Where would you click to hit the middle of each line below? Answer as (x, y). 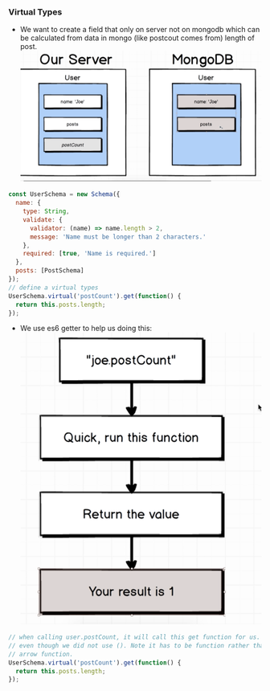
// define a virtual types (53, 288)
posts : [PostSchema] (50, 271)
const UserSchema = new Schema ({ (64, 194)
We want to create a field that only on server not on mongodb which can (140, 30)
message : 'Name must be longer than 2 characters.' (118, 237)
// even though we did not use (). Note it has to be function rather (129, 645)
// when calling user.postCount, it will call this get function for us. (135, 637)
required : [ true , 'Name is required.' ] (90, 254)
